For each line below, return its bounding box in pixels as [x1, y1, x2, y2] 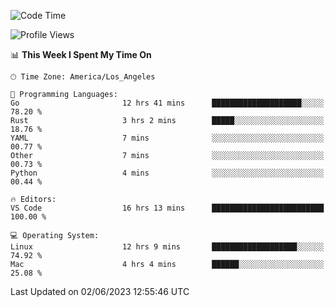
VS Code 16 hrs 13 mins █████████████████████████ [10, 203, 325, 213]
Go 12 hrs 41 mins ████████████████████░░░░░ [10, 98, 325, 108]
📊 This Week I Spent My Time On [10, 49, 152, 60]
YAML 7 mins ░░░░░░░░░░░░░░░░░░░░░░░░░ [10, 133, 325, 143]
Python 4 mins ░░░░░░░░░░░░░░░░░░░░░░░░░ [10, 168, 325, 178]
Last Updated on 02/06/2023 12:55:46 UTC [10, 286, 190, 297]
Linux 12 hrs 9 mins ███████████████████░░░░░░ [10, 242, 325, 252]
